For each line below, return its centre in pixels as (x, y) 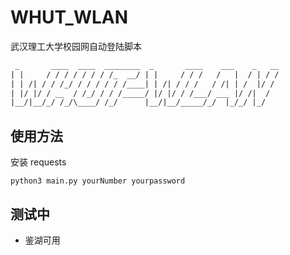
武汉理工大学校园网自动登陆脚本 (76, 46)
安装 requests (38, 162)
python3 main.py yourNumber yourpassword (98, 181)
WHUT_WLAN (69, 17)
